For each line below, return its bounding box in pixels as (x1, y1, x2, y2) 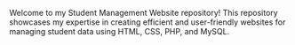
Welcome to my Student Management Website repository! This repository (9, 8, 278, 18)
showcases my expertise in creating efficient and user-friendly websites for (9, 17, 286, 27)
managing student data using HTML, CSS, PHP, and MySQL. (9, 26, 230, 36)
